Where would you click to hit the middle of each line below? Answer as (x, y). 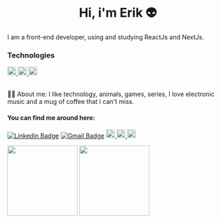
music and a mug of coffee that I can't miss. (71, 102)
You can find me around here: (51, 117)
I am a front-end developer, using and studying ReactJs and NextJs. (106, 37)
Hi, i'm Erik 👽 (118, 13)
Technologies (31, 55)
